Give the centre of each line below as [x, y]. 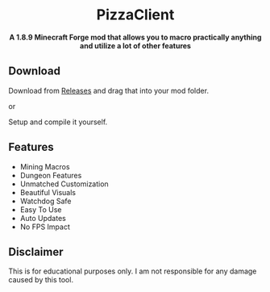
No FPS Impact [45, 227]
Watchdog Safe [46, 201]
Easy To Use [41, 209]
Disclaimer [36, 252]
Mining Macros [45, 166]
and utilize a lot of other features [135, 45]
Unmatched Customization [64, 184]
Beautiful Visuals [48, 192]
